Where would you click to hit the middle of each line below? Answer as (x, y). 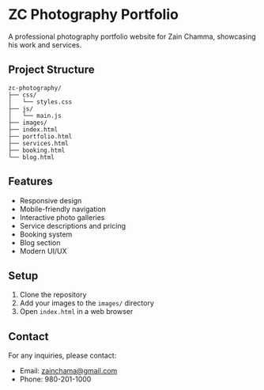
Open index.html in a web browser (76, 312)
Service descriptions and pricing (73, 225)
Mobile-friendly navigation (63, 209)
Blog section (40, 242)
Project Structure (51, 70)
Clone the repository (53, 295)
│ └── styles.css (40, 102)
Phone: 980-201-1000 (55, 379)
